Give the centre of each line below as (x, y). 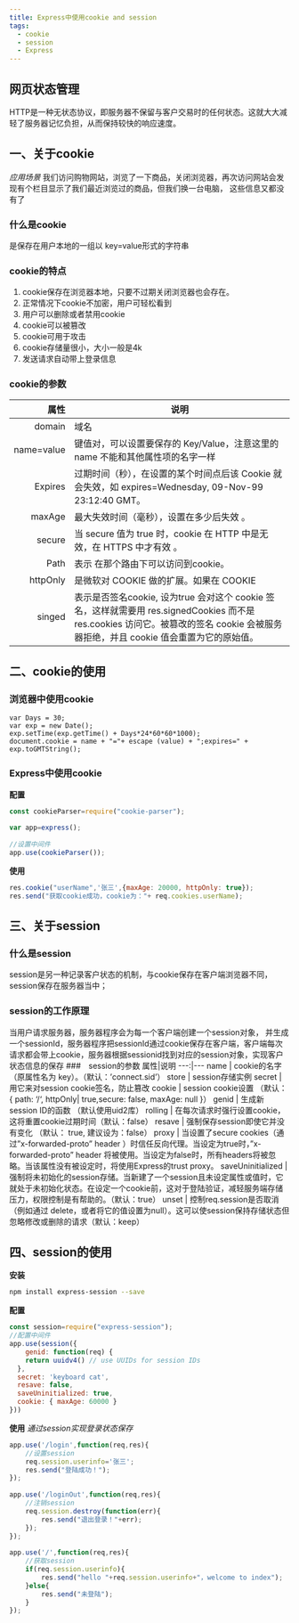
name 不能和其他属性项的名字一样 (145, 457)
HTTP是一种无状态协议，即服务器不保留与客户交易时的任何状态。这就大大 (145, 111)
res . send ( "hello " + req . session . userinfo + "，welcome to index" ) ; (162, 1578)
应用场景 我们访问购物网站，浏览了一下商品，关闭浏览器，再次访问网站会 (143, 177)
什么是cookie (38, 224)
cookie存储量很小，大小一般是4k (82, 347)
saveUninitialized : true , (65, 1394)
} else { (37, 1586)
